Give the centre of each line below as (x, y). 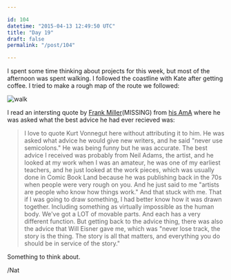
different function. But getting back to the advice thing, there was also (123, 221)
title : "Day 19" (30, 32)
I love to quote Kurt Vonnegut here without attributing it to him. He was (124, 133)
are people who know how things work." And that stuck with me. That (123, 192)
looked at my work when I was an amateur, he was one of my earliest (122, 162)
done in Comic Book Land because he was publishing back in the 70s (123, 178)
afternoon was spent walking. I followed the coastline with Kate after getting (115, 78)
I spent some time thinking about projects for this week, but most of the (109, 71)
